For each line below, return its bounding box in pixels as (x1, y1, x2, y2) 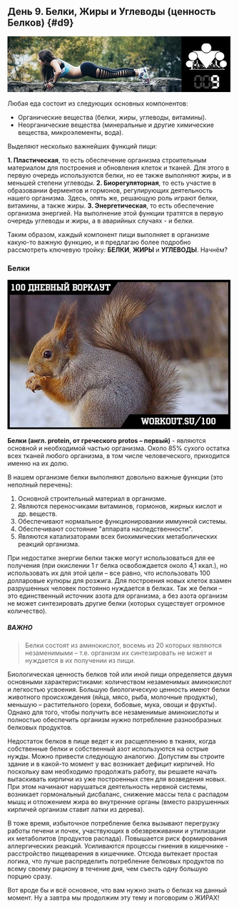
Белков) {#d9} (7, 17, 74, 29)
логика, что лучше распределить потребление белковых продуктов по (7, 857, 224, 865)
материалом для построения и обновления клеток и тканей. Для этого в (7, 163, 230, 172)
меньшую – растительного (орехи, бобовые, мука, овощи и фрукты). (7, 701, 218, 709)
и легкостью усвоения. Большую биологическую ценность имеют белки (7, 685, 230, 694)
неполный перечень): (7, 481, 73, 489)
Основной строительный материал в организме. (17, 494, 166, 503)
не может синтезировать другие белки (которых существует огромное (7, 599, 225, 608)
